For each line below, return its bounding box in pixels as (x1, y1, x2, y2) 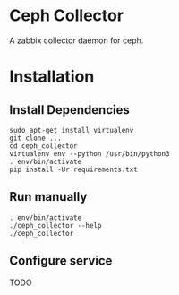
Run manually (9, 189, 88, 204)
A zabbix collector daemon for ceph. (9, 35, 144, 46)
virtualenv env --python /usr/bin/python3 (9, 149, 170, 158)
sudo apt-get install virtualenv (9, 126, 134, 134)
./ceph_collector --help (9, 221, 102, 230)
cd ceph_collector (9, 141, 78, 151)
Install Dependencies (9, 102, 130, 117)
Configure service (9, 253, 113, 269)
